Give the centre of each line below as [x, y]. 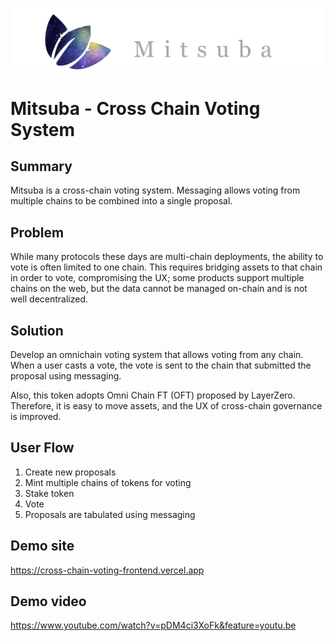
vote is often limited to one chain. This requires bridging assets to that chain [166, 267]
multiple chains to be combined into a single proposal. [121, 201]
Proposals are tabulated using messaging [110, 514]
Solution [37, 330]
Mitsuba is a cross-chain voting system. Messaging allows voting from [155, 190]
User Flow [42, 448]
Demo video [48, 601]
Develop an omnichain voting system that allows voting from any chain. [157, 355]
